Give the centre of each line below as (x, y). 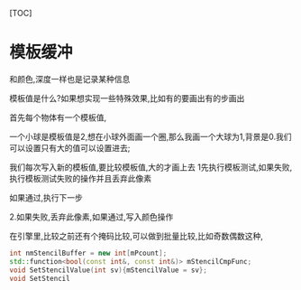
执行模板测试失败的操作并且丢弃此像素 (80, 178)
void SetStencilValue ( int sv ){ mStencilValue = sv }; (108, 270)
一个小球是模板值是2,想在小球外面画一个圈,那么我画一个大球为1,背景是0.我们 (150, 136)
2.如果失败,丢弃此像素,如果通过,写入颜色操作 (91, 217)
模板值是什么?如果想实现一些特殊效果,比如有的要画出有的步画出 (127, 98)
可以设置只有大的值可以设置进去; (70, 147)
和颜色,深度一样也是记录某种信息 (70, 79)
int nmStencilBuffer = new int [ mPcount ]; (88, 253)
